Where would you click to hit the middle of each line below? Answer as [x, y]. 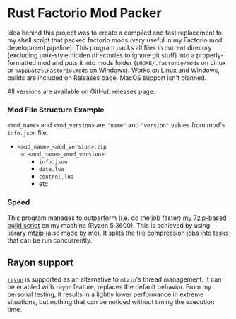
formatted [22, 62]
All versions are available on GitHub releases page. [81, 91]
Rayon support [41, 262]
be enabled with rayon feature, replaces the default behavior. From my [110, 287]
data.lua [52, 170]
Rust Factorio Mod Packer [84, 13]
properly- [210, 55]
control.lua [56, 177]
